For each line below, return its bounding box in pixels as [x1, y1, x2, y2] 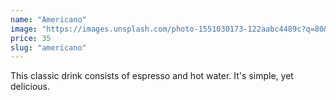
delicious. [10, 81, 50, 93]
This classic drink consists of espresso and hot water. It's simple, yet [10, 70, 294, 82]
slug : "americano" [10, 42, 87, 53]
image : [10, 24, 38, 34]
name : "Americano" [10, 14, 87, 25]
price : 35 [10, 33, 52, 43]
